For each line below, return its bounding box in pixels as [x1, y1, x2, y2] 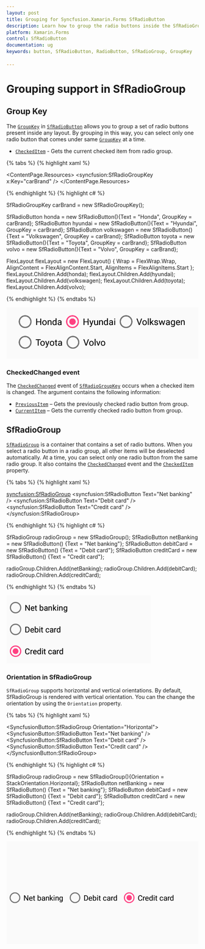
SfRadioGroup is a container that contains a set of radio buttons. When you [6, 441, 193, 449]
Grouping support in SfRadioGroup [6, 82, 186, 96]
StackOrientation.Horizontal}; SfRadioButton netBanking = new [6, 780, 165, 787]
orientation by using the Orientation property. [6, 700, 122, 707]
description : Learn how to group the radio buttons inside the [6, 23, 171, 29]
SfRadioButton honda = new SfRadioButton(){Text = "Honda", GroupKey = [6, 213, 192, 220]
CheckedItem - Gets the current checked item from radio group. [15, 147, 173, 155]
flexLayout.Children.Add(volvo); [6, 283, 86, 290]
